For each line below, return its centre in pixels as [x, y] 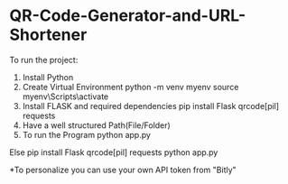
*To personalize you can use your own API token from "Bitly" [123, 170]
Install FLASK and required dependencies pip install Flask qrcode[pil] [151, 106]
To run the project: [44, 60]
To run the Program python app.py [87, 134]
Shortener [48, 35]
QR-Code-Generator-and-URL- [128, 16]
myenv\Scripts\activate [65, 97]
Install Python [48, 77]
